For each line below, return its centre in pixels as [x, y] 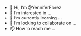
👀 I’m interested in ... [30, 13]
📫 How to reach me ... [32, 28]
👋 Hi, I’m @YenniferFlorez [36, 8]
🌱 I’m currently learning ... [36, 18]
